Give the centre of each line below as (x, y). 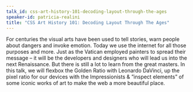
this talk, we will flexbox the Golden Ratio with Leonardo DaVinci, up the (93, 71)
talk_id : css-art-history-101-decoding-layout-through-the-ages (86, 11)
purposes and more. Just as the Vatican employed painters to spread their (96, 52)
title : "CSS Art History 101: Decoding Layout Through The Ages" (88, 22)
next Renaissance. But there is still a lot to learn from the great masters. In (96, 64)
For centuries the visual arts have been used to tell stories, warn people (93, 40)
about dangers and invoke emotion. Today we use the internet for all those (96, 45)
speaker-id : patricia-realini (43, 17)
